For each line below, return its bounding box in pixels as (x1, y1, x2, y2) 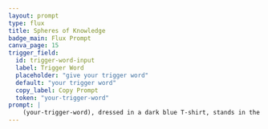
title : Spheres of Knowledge (8, 26, 106, 34)
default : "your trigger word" (15, 79, 116, 87)
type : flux (8, 19, 45, 27)
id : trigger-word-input (15, 57, 95, 65)
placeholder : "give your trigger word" (15, 71, 149, 79)
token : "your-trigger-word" (15, 94, 110, 102)
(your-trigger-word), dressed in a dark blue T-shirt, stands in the (22, 109, 261, 117)
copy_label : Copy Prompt (15, 86, 99, 95)
